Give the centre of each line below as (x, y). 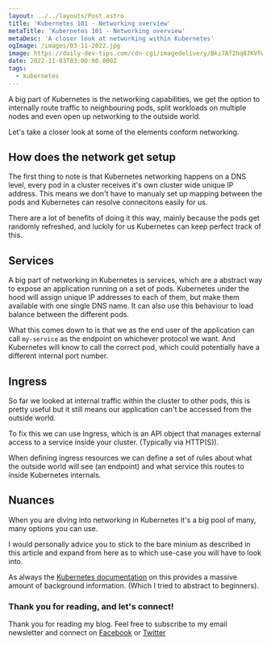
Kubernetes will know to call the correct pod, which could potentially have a (134, 348)
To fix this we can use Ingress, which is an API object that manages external (135, 434)
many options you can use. (53, 528)
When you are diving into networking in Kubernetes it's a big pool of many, (132, 520)
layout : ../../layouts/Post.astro (67, 16)
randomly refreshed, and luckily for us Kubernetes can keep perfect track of (135, 226)
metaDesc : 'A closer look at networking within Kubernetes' (112, 38)
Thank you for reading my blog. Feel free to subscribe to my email (118, 624)
